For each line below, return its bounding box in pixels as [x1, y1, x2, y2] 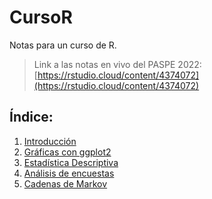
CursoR [9, 6, 73, 29]
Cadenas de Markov [23, 177, 108, 190]
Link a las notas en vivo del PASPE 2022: [33, 58, 202, 70]
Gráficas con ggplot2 [23, 146, 112, 158]
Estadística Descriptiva [23, 156, 119, 168]
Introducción [23, 135, 77, 147]
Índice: [9, 109, 54, 126]
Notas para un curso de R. [9, 39, 117, 51]
